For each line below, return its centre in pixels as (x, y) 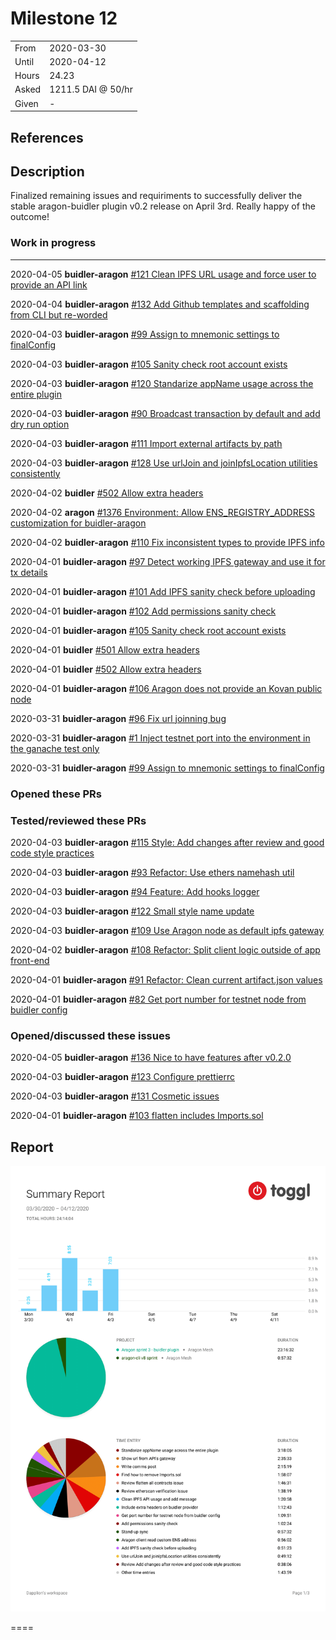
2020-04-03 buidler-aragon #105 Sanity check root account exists (149, 364)
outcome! (30, 217)
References (47, 137)
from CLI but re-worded (59, 314)
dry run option (40, 424)
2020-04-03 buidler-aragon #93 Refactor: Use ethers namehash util (152, 872)
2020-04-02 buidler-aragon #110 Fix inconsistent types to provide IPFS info (167, 542)
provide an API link (49, 284)
